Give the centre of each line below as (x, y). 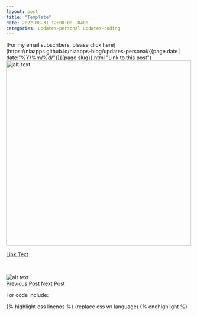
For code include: (28, 295)
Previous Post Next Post (35, 284)
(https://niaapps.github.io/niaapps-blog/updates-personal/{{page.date (92, 52)
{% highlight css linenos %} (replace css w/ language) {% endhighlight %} (97, 307)
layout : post (22, 12)
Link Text (17, 254)
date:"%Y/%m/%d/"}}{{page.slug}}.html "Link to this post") (79, 58)
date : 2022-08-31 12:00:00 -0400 (47, 23)
